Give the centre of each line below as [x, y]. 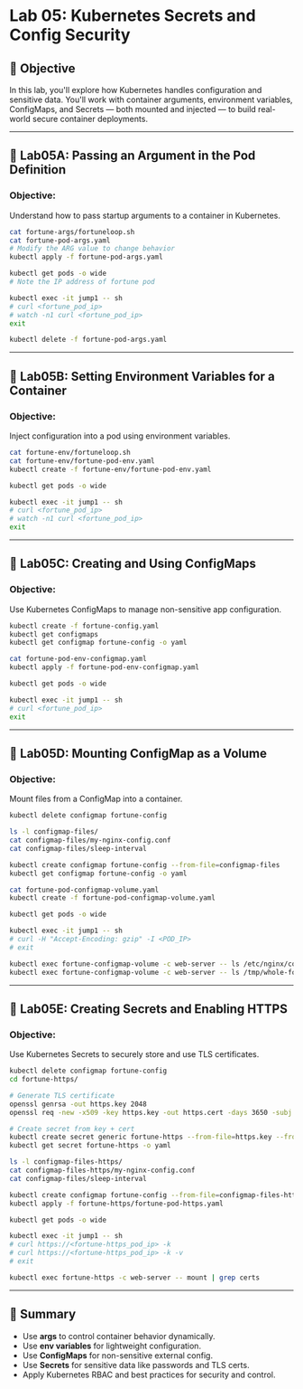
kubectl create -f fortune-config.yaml [84, 626]
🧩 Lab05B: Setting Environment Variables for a [142, 376]
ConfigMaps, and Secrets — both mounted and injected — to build [133, 109]
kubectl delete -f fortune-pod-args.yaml [88, 340]
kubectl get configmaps [54, 634]
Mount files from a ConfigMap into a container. [96, 799]
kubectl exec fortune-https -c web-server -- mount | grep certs [134, 1277]
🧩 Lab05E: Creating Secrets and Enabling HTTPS [149, 1009]
